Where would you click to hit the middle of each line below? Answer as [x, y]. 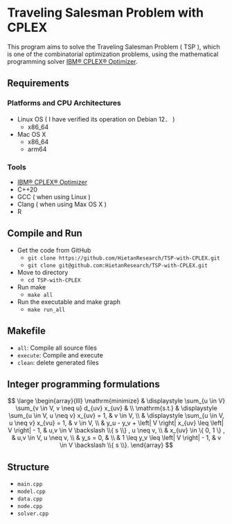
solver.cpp [33, 514]
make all [40, 295]
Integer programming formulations [84, 384]
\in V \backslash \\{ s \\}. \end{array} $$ [116, 445]
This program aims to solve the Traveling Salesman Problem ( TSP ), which [114, 47]
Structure [28, 467]
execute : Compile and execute [60, 355]
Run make [32, 287]
